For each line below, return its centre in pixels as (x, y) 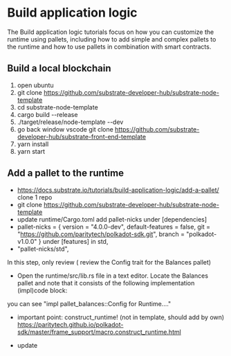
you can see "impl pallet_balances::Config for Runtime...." (89, 303)
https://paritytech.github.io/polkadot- (70, 324)
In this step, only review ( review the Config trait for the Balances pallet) (109, 262)
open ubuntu (35, 85)
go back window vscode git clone (65, 129)
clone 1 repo (35, 197)
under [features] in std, (75, 241)
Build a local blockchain (59, 68)
